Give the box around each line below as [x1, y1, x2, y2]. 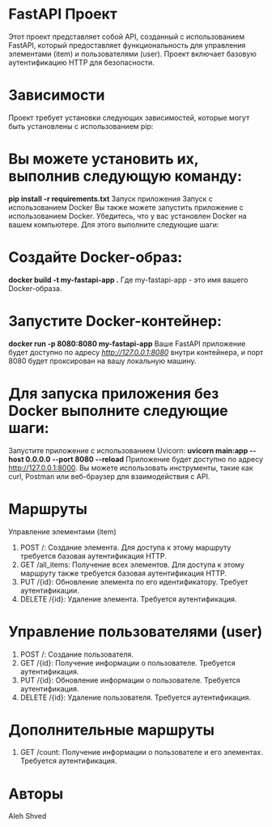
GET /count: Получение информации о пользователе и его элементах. [19, 748, 263, 757]
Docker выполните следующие [8, 401, 228, 420]
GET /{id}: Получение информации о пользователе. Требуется [19, 658, 236, 667]
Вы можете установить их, [8, 150, 199, 169]
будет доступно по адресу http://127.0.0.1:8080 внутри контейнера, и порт [8, 347, 264, 357]
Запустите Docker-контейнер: [8, 311, 223, 330]
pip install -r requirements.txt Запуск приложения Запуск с [8, 194, 213, 204]
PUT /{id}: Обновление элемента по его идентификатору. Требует [19, 576, 249, 586]
